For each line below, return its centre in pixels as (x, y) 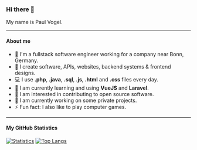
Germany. (26, 60)
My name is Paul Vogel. (34, 22)
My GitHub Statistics (32, 128)
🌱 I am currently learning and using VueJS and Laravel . (81, 88)
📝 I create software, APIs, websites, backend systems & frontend (93, 66)
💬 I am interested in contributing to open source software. (84, 94)
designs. (25, 73)
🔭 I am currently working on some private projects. (76, 100)
